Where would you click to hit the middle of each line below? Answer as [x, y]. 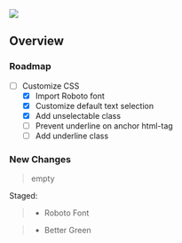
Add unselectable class [78, 115]
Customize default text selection [95, 106]
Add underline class [72, 136]
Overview [37, 41]
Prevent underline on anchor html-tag [104, 125]
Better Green [67, 231]
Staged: [24, 196]
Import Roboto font [70, 96]
